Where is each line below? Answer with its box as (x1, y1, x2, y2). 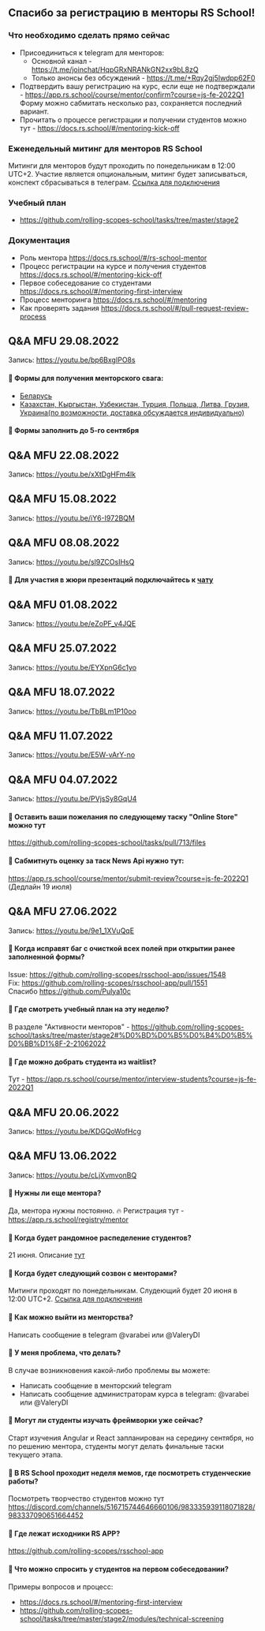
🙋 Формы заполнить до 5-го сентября (8, 426, 140, 435)
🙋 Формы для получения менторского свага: (8, 373, 164, 383)
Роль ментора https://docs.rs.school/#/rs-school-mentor (19, 252, 207, 263)
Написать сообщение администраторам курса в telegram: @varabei (19, 1389, 250, 1398)
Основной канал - (31, 56, 92, 65)
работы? (8, 1476, 39, 1486)
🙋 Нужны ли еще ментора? (8, 1189, 102, 1198)
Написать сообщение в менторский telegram (19, 1380, 172, 1390)
